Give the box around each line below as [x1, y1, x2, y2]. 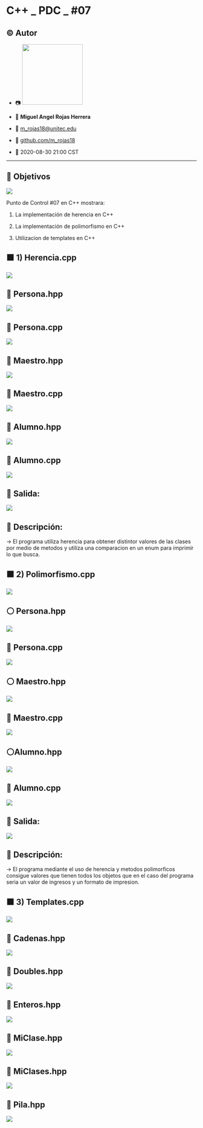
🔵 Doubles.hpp [6, 966, 63, 976]
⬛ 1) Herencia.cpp [6, 253, 77, 263]
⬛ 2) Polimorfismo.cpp [6, 569, 95, 579]
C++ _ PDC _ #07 [6, 4, 91, 18]
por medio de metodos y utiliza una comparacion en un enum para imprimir [6, 544, 194, 552]
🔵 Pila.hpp [6, 1100, 45, 1110]
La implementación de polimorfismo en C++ [14, 222, 125, 230]
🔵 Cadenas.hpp [6, 933, 65, 943]
